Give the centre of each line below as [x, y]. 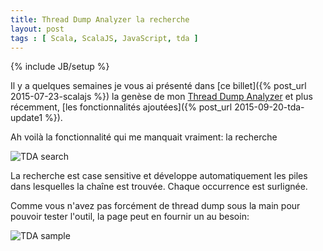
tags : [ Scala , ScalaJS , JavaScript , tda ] [104, 38]
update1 [26, 118]
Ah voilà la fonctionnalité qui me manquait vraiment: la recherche [144, 137]
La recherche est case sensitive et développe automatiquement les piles [159, 176]
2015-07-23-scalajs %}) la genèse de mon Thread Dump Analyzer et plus [161, 97]
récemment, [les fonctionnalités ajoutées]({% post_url [121, 107]
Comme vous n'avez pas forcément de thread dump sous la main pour [155, 206]
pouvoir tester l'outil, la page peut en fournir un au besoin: [130, 217]
